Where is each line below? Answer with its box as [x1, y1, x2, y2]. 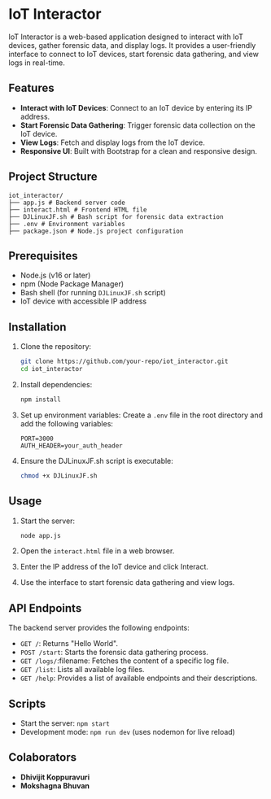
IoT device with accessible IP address [20, 296, 147, 306]
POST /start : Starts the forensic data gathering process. [20, 648, 209, 657]
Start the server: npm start [20, 718, 110, 728]
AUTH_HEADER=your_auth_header [20, 441, 124, 450]
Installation [8, 320, 67, 334]
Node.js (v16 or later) [20, 270, 91, 281]
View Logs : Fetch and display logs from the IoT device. [20, 138, 205, 147]
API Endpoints [8, 601, 82, 615]
